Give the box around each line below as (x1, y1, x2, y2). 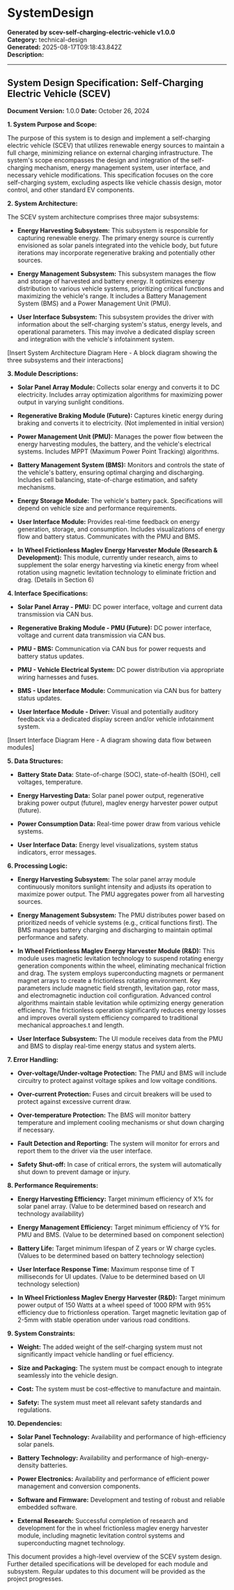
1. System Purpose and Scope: (7, 120, 97, 129)
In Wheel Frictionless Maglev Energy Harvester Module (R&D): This (17, 947, 215, 955)
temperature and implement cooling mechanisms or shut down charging (17, 1118, 225, 1126)
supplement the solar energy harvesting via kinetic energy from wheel (17, 560, 219, 569)
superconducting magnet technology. (17, 1538, 125, 1547)
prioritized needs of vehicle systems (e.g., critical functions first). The (17, 918, 218, 926)
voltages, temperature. (17, 778, 83, 786)
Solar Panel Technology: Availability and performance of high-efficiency (17, 1432, 226, 1441)
